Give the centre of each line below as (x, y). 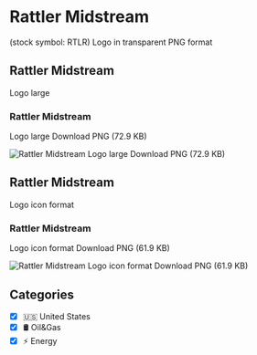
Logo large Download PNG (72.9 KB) (79, 136)
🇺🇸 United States (57, 316)
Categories (42, 294)
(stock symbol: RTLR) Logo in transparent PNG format (111, 42)
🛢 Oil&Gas (42, 328)
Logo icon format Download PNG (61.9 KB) (90, 248)
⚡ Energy (40, 341)
